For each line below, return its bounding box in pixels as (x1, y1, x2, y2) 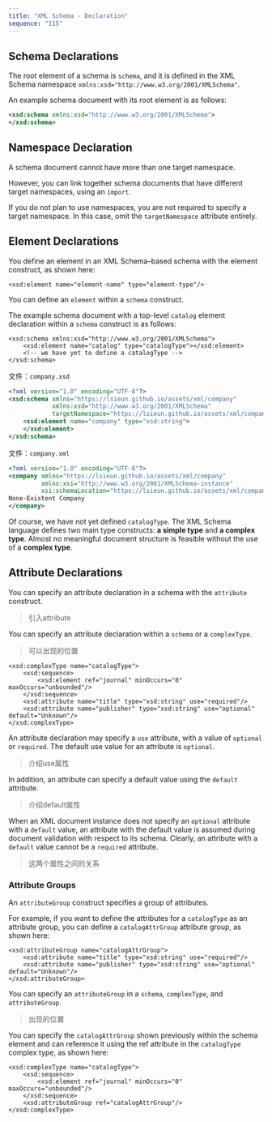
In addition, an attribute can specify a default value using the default (8, 774, 239, 784)
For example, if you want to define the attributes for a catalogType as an (8, 914, 249, 923)
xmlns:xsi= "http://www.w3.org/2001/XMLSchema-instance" (40, 479, 233, 487)
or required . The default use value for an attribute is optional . (8, 741, 215, 751)
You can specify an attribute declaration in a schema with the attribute (8, 587, 248, 597)
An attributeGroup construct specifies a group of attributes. (8, 897, 209, 908)
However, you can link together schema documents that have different (8, 178, 243, 187)
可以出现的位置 (28, 645, 79, 655)
